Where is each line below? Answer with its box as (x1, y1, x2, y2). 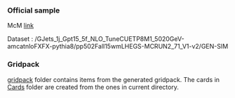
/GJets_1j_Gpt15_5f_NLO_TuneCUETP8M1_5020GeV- (34, 35, 184, 43)
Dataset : (7, 35, 34, 43)
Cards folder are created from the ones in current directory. (7, 83, 179, 91)
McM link (7, 22, 34, 30)
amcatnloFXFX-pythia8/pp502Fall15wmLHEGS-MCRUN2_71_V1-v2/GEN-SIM (7, 42, 229, 51)
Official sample (7, 6, 60, 15)
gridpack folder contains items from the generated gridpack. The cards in (7, 75, 220, 83)
